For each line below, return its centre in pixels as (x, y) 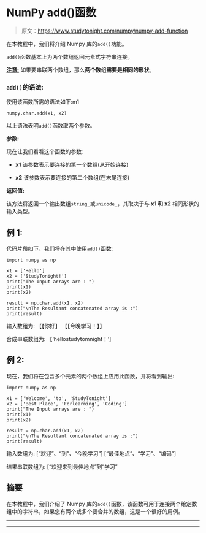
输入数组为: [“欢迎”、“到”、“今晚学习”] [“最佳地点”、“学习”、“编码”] (91, 453)
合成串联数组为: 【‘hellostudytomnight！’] (59, 339)
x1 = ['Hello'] (26, 271)
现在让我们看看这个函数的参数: (45, 151)
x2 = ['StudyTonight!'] (37, 277)
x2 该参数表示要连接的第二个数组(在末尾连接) (72, 178)
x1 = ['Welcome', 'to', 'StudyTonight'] (59, 398)
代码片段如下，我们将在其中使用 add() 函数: (60, 248)
